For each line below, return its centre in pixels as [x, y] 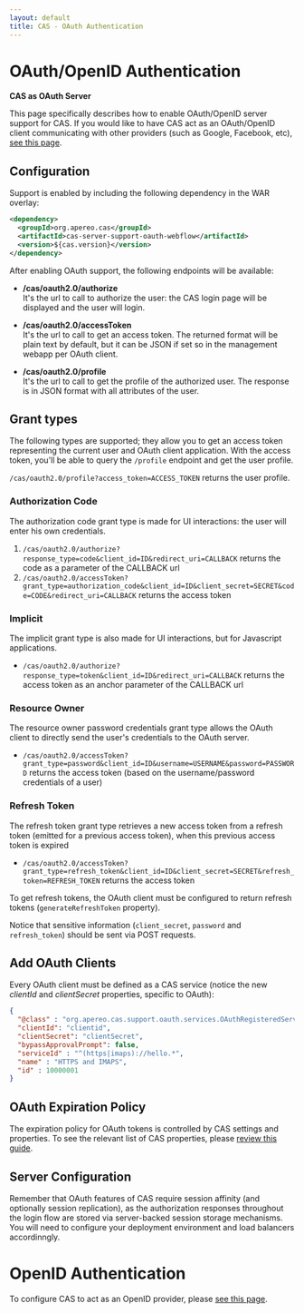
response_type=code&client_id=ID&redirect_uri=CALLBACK [130, 559]
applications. [33, 648]
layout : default [40, 18]
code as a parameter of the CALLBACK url [101, 567]
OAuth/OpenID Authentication [125, 71]
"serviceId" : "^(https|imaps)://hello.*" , [100, 1053]
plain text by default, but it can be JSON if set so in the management [150, 344]
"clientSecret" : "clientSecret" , [81, 1037]
